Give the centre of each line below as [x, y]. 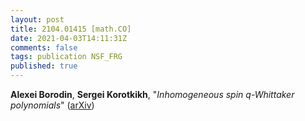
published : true [44, 66]
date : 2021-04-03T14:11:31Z [69, 38]
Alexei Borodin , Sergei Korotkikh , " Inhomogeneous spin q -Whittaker [152, 94]
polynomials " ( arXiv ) [52, 105]
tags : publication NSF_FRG [66, 57]
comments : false [44, 47]
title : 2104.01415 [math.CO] [71, 29]
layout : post [37, 19]
